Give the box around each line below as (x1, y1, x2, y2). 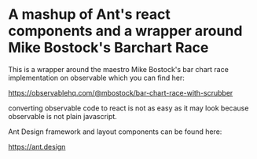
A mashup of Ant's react (8, 5, 171, 23)
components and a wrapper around (8, 22, 243, 40)
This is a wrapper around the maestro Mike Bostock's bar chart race (8, 64, 229, 74)
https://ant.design (8, 142, 66, 151)
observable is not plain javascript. (8, 111, 118, 121)
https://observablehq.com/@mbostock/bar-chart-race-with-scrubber (8, 88, 233, 97)
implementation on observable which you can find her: (8, 73, 185, 82)
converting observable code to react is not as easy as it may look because (8, 103, 249, 113)
